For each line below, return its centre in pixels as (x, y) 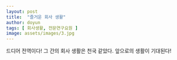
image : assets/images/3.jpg (40, 34)
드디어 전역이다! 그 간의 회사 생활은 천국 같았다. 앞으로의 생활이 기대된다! (89, 51)
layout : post (22, 11)
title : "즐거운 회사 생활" (36, 17)
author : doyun (23, 22)
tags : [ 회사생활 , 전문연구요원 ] (42, 28)
